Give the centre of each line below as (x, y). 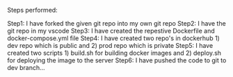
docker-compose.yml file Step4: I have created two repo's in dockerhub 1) (114, 38)
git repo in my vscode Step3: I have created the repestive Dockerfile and (111, 31)
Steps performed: (32, 10)
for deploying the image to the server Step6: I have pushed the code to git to (117, 60)
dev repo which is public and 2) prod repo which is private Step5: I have (110, 45)
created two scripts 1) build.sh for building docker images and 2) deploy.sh (114, 53)
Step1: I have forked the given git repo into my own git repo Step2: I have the (116, 23)
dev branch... (26, 68)
